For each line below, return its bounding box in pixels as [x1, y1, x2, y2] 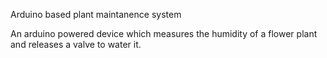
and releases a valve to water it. [10, 39, 142, 50]
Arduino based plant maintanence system [10, 9, 182, 20]
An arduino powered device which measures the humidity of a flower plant [10, 28, 318, 39]
